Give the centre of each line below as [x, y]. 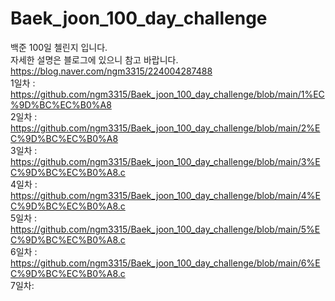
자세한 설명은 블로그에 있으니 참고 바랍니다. [94, 59]
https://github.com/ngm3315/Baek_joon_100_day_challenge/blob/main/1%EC [167, 94]
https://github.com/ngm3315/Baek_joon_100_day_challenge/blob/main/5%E [165, 229]
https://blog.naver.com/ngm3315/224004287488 [111, 71]
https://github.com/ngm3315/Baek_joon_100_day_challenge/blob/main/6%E [165, 263]
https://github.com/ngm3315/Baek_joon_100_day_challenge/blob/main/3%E [165, 161]
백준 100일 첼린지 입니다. [59, 47]
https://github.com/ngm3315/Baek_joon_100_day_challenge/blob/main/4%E [165, 195]
